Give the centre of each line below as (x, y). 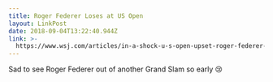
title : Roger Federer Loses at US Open (76, 16)
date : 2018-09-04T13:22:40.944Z (63, 31)
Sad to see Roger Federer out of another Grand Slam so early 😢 (116, 69)
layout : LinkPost (38, 24)
